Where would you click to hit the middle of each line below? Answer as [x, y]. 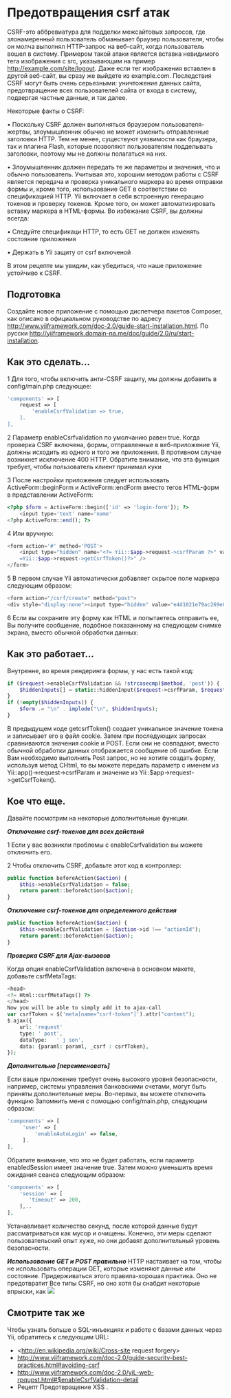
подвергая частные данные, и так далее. [67, 97]
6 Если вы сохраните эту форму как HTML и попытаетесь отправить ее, [113, 617]
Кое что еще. [36, 802]
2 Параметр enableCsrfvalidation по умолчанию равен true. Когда [104, 437]
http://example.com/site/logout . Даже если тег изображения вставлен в [112, 68]
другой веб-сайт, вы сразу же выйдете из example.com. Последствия [109, 75]
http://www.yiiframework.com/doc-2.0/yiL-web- [86, 1372]
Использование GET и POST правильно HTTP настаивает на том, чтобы [114, 1262]
